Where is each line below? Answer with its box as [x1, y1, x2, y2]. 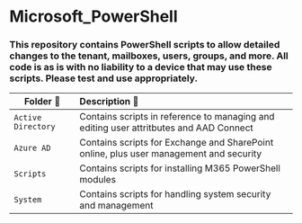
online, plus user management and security [79, 147, 262, 160]
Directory [13, 121, 56, 132]
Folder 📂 [23, 95, 61, 108]
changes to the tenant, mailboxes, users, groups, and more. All [9, 49, 289, 62]
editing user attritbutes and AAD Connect [79, 121, 253, 134]
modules [79, 174, 117, 186]
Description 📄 [79, 95, 139, 108]
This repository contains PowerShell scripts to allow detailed [9, 39, 280, 51]
